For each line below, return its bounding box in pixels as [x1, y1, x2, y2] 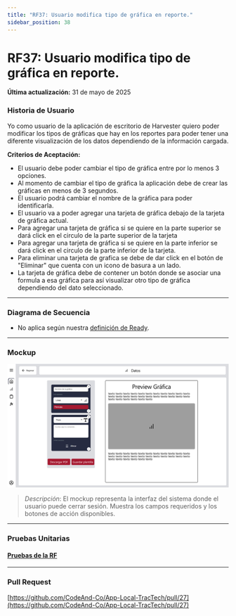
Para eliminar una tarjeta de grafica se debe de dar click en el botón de [17, 253, 223, 262]
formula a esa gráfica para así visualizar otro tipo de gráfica [17, 276, 191, 284]
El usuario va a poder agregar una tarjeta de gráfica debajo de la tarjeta [17, 208, 225, 217]
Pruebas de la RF [7, 551, 58, 559]
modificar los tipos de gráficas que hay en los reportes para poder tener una [7, 129, 229, 137]
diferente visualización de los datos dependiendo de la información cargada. [7, 136, 229, 145]
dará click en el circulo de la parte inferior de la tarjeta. [17, 246, 176, 255]
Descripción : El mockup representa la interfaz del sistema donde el [24, 494, 219, 503]
